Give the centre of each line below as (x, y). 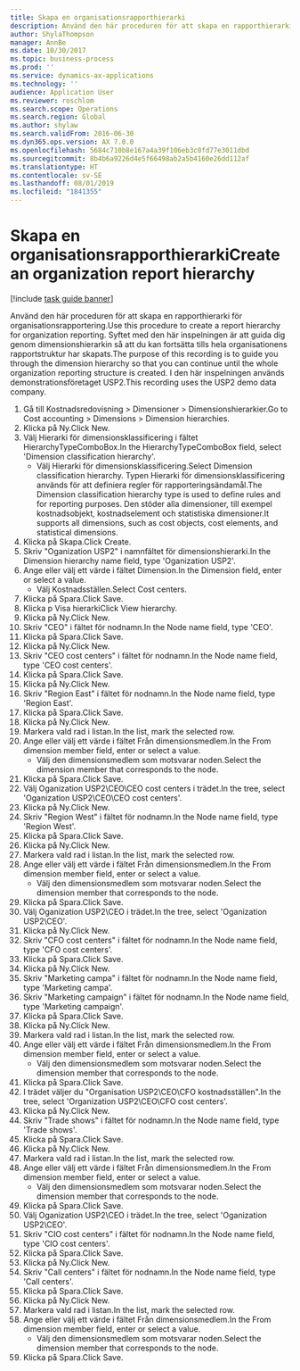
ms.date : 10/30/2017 (49, 51)
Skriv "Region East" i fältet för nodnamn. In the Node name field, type (149, 694)
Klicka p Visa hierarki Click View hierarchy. (100, 608)
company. (28, 391)
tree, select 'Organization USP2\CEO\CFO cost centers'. (125, 1101)
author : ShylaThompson (52, 34)
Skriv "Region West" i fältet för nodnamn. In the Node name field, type (150, 817)
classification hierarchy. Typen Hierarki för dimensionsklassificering (161, 475)
